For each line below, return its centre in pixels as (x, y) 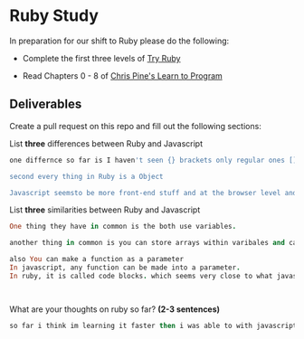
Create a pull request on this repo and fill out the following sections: (136, 126)
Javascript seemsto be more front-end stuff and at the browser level (145, 193)
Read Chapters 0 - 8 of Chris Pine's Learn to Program (123, 75)
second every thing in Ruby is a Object (87, 176)
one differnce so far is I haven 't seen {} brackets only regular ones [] (153, 160)
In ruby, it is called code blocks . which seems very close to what (141, 276)
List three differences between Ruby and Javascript (106, 143)
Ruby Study (54, 16)
